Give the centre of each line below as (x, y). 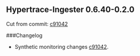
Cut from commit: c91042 (37, 24)
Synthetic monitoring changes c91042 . (61, 47)
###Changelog (24, 35)
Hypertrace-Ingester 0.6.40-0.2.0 (70, 10)
